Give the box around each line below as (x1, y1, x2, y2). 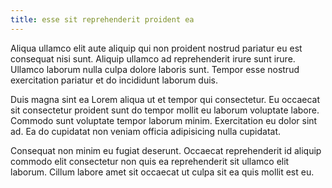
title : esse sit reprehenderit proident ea (10, 14, 195, 25)
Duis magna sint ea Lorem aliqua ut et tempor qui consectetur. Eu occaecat (10, 93, 321, 105)
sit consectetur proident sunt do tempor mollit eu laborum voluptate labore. (10, 104, 320, 116)
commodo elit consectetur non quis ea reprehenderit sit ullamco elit (10, 155, 290, 167)
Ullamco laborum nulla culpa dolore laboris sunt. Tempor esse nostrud (10, 63, 300, 75)
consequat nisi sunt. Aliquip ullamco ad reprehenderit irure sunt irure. (10, 52, 296, 65)
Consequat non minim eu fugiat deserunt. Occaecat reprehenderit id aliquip (10, 144, 322, 156)
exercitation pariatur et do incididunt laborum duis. (10, 74, 219, 86)
